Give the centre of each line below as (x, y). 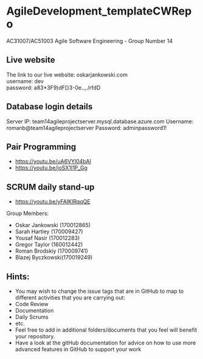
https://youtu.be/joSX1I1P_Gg (51, 168)
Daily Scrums (32, 317)
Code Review (32, 304)
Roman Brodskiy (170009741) (51, 251)
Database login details (50, 107)
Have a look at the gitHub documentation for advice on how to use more (105, 343)
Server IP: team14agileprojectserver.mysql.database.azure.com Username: (100, 121)
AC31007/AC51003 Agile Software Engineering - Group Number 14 (90, 41)
